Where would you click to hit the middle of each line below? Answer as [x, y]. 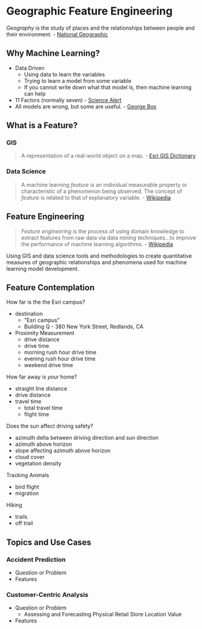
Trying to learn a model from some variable [77, 80]
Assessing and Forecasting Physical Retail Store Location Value [103, 614]
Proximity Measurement [45, 333]
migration [27, 494]
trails [21, 517]
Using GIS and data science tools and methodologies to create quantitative [99, 256]
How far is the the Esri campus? [46, 302]
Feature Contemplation [51, 288]
